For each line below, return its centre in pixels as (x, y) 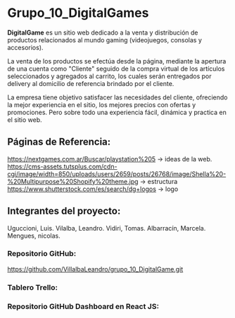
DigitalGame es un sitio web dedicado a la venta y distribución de (103, 32)
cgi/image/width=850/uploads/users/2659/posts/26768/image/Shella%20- (117, 173)
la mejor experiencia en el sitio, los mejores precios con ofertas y (102, 104)
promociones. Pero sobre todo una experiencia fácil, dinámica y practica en (117, 112)
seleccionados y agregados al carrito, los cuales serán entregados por (110, 76)
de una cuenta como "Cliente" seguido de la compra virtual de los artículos (116, 68)
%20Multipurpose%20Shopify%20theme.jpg (73, 181)
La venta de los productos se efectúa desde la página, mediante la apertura (117, 61)
